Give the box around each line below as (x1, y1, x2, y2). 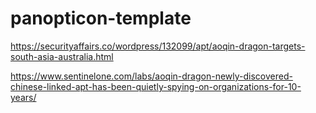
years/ (10, 91, 37, 103)
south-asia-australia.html (10, 50, 114, 62)
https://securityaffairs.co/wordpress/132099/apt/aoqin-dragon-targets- (10, 40, 306, 52)
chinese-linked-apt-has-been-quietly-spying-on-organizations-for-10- (10, 80, 302, 92)
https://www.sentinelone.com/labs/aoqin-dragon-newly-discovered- (10, 70, 293, 82)
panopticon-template (10, 7, 192, 30)
